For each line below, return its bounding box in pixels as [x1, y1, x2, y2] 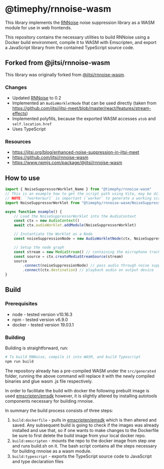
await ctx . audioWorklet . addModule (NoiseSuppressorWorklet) [14, 223, 137, 228]
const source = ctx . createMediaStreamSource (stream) [14, 254, 123, 259]
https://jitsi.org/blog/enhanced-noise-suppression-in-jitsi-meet [12, 149, 140, 155]
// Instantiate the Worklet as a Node [14, 232, 93, 237]
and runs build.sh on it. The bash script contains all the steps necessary [12, 443, 157, 449]
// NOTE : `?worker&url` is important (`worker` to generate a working [5, 196, 152, 201]
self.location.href [12, 122, 52, 127]
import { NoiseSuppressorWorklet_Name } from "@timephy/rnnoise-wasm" [5, 187, 152, 192]
